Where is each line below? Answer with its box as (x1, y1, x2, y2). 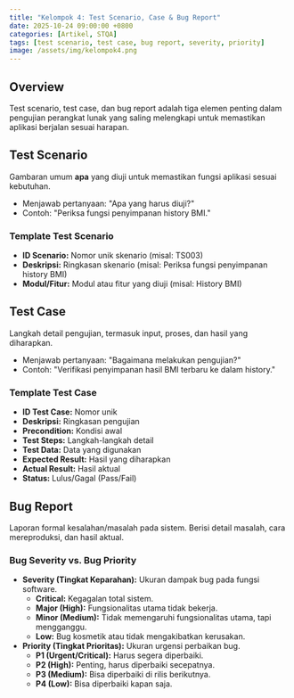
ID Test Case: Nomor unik (21, 406, 118, 417)
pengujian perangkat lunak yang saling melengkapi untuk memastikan (9, 112, 265, 123)
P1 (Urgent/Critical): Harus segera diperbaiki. (35, 650, 204, 661)
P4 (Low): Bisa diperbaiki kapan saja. (35, 678, 173, 689)
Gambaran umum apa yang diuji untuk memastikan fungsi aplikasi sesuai (9, 171, 277, 182)
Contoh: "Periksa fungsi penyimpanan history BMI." (21, 207, 211, 218)
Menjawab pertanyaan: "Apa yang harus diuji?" (21, 198, 195, 209)
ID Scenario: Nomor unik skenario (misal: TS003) (21, 250, 203, 261)
